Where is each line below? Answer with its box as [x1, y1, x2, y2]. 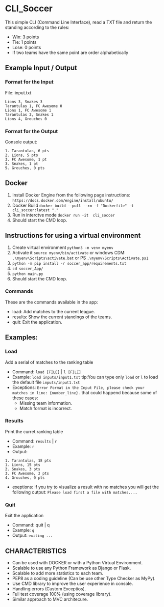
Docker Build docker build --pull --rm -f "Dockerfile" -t [12, 202, 134, 208]
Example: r [12, 443, 35, 449]
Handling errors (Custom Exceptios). [12, 585, 86, 592]
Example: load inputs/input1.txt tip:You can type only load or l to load [12, 374, 158, 380]
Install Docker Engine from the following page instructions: [12, 192, 131, 198]
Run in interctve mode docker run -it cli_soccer [12, 212, 115, 218]
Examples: [5, 333, 38, 342]
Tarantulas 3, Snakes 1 [5, 112, 54, 117]
